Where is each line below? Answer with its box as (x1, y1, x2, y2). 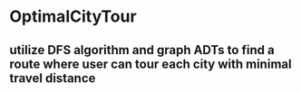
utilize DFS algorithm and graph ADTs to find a (9, 42, 275, 58)
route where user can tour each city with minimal (9, 56, 292, 71)
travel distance (9, 70, 96, 86)
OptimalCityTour (9, 6, 138, 27)
